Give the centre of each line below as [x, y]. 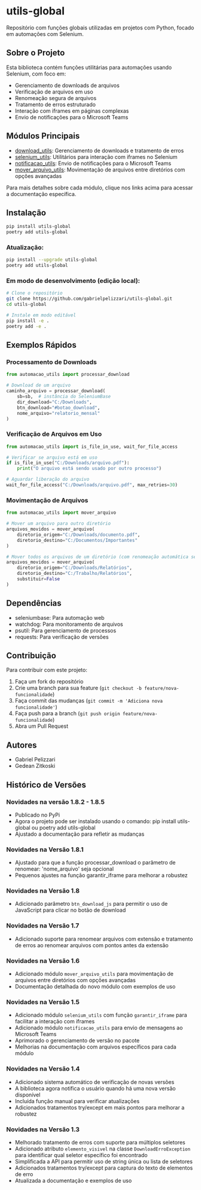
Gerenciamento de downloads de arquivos [67, 85]
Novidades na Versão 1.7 [43, 926]
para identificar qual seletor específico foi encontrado [81, 1155]
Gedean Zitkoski [35, 766]
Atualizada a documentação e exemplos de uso [73, 1180]
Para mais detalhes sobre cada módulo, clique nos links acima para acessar [100, 188]
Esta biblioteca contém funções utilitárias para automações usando [89, 67]
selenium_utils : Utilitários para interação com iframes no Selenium [96, 156]
